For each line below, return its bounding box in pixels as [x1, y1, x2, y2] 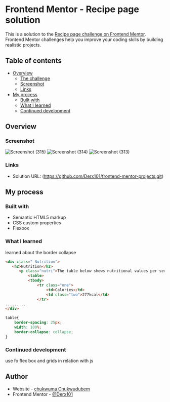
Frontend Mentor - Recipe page [5, 4, 139, 15]
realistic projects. [5, 42, 41, 48]
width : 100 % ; [14, 325, 42, 330]
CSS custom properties [12, 220, 62, 226]
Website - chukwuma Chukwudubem [12, 386, 90, 392]
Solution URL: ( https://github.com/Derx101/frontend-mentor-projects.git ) [12, 173, 164, 179]
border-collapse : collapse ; [14, 329, 73, 335]
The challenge [20, 75, 51, 82]
